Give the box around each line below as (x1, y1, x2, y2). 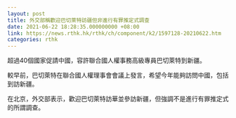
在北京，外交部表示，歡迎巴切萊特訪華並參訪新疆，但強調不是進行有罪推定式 (7, 95, 229, 103)
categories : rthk (7, 36, 58, 43)
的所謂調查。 (7, 103, 44, 112)
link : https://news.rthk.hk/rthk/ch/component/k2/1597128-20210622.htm (7, 29, 221, 37)
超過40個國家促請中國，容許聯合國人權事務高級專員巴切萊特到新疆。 (7, 57, 206, 65)
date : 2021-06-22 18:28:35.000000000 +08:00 (7, 23, 140, 30)
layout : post (7, 10, 46, 17)
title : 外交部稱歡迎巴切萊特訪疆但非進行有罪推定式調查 (7, 17, 150, 24)
